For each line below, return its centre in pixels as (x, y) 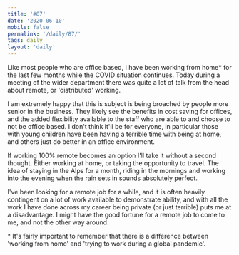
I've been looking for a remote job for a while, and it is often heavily (106, 192)
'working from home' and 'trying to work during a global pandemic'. (107, 244)
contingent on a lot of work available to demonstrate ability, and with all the (118, 199)
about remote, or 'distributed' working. (64, 90)
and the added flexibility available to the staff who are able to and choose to (119, 119)
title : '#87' (27, 14)
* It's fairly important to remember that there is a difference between (108, 236)
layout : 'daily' (31, 47)
